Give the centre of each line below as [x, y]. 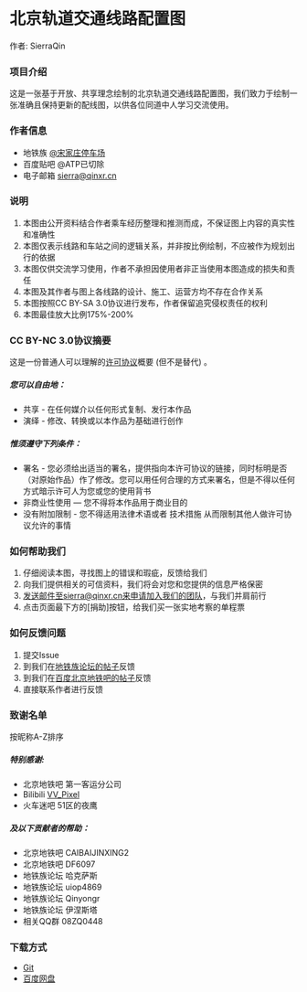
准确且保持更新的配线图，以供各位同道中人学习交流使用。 [125, 105]
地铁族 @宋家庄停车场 [64, 153]
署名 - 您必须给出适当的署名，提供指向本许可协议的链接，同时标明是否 [155, 468]
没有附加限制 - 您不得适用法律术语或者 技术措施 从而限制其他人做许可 [153, 514]
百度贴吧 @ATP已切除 [64, 164]
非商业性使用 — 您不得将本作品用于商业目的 [105, 503]
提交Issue [41, 655]
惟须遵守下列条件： [46, 443]
